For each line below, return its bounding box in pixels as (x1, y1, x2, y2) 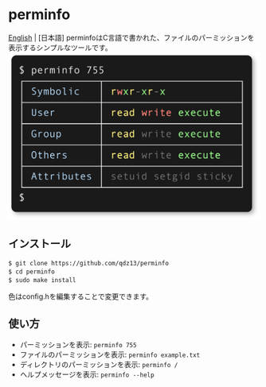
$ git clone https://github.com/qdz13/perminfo (8, 260, 170, 268)
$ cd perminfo (8, 268, 56, 276)
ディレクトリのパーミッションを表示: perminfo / (19, 359, 178, 369)
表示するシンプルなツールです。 (8, 42, 113, 52)
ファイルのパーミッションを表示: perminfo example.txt (19, 350, 201, 359)
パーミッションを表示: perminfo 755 (19, 339, 137, 349)
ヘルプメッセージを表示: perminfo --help (19, 370, 155, 379)
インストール (8, 237, 72, 250)
